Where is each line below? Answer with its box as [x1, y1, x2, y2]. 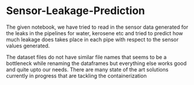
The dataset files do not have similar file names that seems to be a [6, 53, 167, 60]
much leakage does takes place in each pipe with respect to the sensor [6, 36, 179, 43]
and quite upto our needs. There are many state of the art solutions [6, 66, 169, 73]
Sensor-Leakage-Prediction [6, 4, 145, 18]
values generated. [6, 42, 50, 49]
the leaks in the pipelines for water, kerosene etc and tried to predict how [6, 29, 183, 36]
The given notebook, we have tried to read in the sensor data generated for [6, 23, 189, 30]
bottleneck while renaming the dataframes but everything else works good [6, 60, 187, 67]
